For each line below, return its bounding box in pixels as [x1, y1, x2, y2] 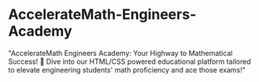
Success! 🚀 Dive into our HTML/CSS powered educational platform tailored [8, 57, 251, 66]
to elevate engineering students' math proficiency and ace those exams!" [8, 65, 246, 74]
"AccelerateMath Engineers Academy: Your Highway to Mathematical [8, 48, 233, 58]
